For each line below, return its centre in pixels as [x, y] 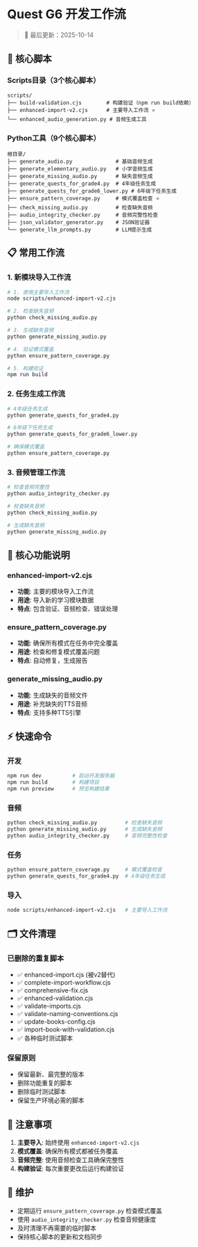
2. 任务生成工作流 [36, 394]
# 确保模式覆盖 [26, 447]
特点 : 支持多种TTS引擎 [49, 712]
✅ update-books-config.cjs [56, 1021]
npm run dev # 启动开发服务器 [61, 776]
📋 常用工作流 [36, 253]
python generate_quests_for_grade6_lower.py [72, 434]
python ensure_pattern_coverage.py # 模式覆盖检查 [85, 870]
